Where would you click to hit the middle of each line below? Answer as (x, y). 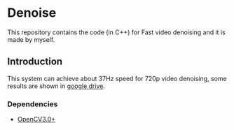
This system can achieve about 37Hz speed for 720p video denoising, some (117, 78)
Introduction (35, 62)
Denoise (32, 13)
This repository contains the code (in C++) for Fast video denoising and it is (116, 32)
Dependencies (33, 104)
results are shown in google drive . (56, 86)
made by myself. (31, 39)
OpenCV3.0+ (36, 120)
